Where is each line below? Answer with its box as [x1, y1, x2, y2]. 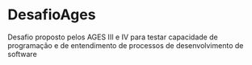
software [7, 49, 37, 59]
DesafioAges [7, 6, 96, 24]
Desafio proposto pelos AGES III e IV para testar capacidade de [7, 32, 219, 42]
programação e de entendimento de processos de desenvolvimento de [7, 40, 244, 50]
